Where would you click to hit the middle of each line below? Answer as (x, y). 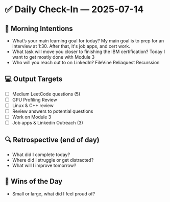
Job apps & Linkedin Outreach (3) (48, 123)
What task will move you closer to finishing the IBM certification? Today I (89, 52)
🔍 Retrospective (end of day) (52, 140)
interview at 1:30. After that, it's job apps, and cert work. (71, 46)
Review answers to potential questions (53, 111)
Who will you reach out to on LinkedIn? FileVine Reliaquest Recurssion (86, 62)
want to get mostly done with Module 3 (53, 57)
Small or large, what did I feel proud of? (54, 194)
